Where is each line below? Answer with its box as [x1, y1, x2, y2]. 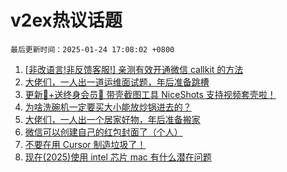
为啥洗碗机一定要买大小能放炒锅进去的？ [24, 101, 192, 113]
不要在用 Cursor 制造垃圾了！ [24, 138, 147, 150]
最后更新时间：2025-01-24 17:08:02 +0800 [10, 44, 175, 55]
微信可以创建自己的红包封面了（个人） [24, 126, 183, 138]
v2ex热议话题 [10, 9, 123, 32]
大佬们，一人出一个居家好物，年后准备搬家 [24, 113, 201, 125]
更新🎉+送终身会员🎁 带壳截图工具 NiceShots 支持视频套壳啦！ [24, 88, 277, 100]
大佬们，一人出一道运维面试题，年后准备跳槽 [24, 76, 210, 88]
